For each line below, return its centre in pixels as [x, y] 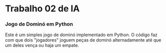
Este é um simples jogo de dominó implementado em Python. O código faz [81, 35]
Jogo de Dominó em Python [39, 24]
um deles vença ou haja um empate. [42, 46]
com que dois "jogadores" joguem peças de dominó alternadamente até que [83, 40]
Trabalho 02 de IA [43, 9]
